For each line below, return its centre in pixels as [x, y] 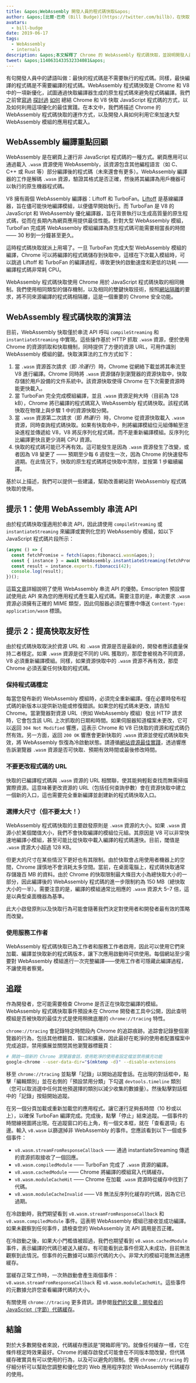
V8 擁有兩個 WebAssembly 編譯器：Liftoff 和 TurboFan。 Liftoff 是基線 [90, 199]
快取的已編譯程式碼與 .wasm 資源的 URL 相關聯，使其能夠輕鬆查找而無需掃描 [97, 780]
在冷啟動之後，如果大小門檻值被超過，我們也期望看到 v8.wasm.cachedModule [97, 1240]
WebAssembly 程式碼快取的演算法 [69, 317]
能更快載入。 [30, 388]
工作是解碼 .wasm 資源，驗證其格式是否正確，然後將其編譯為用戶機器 [98, 179]
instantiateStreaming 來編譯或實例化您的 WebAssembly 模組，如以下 [90, 531]
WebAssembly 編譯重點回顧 [57, 142]
